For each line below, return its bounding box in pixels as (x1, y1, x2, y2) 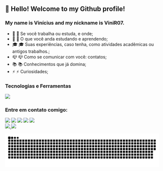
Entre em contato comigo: (5, 106, 68, 113)
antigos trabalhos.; (12, 48, 50, 54)
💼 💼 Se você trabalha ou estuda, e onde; (12, 30, 94, 37)
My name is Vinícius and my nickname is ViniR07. (5, 20, 124, 26)
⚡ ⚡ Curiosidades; (12, 68, 49, 74)
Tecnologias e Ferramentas (5, 83, 71, 89)
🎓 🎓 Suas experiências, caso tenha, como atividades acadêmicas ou (12, 41, 154, 47)
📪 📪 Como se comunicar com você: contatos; (12, 54, 107, 60)
